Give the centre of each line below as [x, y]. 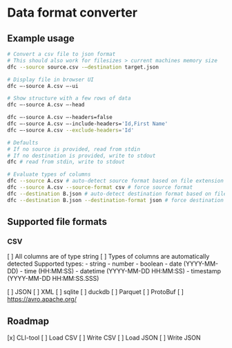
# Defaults [23, 143]
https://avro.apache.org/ [42, 300]
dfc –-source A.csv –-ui [43, 86]
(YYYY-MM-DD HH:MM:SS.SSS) [53, 279]
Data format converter [72, 13]
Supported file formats [57, 222]
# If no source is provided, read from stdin [74, 149]
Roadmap [28, 321]
